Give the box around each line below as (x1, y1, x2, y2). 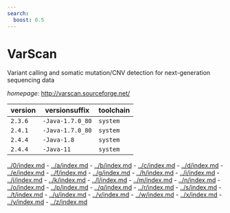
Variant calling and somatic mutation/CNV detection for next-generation (7, 69, 211, 77)
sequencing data (7, 76, 55, 85)
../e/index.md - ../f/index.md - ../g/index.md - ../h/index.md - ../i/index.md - (7, 169, 220, 177)
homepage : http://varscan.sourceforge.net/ (7, 89, 130, 98)
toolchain (98, 106, 130, 115)
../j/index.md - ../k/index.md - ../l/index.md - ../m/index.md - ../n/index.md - (7, 176, 221, 184)
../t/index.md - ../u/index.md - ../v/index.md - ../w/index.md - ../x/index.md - (7, 190, 222, 199)
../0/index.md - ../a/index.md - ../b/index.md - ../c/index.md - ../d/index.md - (7, 161, 224, 170)
